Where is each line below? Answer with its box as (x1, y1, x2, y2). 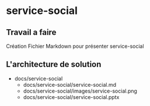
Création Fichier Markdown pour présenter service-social (6, 43, 144, 50)
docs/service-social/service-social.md (23, 81, 117, 88)
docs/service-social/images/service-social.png (23, 87, 137, 94)
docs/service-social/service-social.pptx (23, 93, 120, 100)
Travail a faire (6, 27, 57, 37)
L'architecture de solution (6, 59, 102, 69)
